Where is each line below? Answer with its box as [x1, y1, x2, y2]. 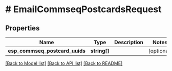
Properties [5, 24, 40, 32]
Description [114, 39, 143, 46]
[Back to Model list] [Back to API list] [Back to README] [5, 60, 123, 66]
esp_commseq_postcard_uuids [8, 47, 86, 54]
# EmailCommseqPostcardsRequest [5, 4, 162, 15]
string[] [90, 47, 110, 54]
